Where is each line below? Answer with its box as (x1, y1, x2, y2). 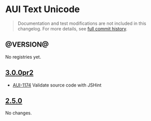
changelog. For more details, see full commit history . (17, 25, 128, 31)
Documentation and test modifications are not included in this (17, 20, 146, 26)
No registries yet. (5, 54, 42, 60)
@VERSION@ (5, 41, 49, 49)
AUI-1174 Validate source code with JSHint (12, 82, 102, 88)
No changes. (5, 110, 32, 116)
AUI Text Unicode (5, 4, 80, 15)
